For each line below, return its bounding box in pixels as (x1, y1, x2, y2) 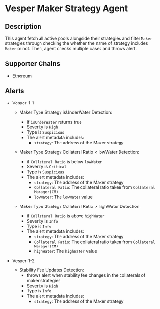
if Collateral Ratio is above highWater (26, 213, 105, 219)
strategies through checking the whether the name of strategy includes (5, 41, 148, 46)
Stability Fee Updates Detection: (19, 267, 84, 273)
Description (5, 22, 41, 31)
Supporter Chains (5, 60, 60, 68)
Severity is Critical (26, 164, 67, 169)
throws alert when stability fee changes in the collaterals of (26, 272, 146, 278)
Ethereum (12, 73, 32, 79)
